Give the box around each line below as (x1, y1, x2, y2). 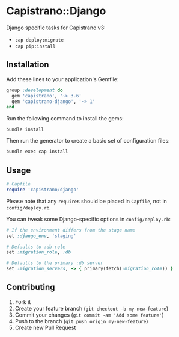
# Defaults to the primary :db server (6, 260, 103, 266)
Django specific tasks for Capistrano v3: (6, 24, 106, 31)
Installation (6, 60, 49, 70)
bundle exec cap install (6, 149, 68, 155)
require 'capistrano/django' (6, 187, 79, 193)
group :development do (6, 87, 63, 93)
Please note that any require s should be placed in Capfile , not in (6, 197, 167, 205)
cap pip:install (14, 43, 56, 49)
